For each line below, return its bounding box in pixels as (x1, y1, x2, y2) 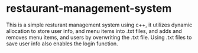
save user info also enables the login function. (6, 40, 118, 47)
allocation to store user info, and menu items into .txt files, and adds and (6, 27, 182, 34)
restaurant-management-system (6, 2, 172, 15)
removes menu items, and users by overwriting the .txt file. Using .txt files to (6, 34, 192, 41)
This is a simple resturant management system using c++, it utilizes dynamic (6, 21, 193, 28)
